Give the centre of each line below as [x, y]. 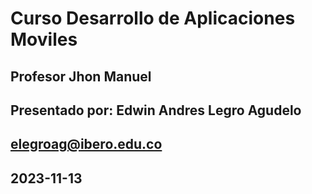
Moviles [44, 39]
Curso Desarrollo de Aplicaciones [153, 18]
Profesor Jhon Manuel [81, 76]
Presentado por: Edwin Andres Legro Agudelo [156, 110]
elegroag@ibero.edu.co [86, 144]
